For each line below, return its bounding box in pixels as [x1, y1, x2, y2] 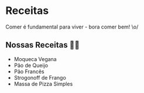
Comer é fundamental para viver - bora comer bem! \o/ [5, 23, 139, 30]
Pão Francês [13, 68, 44, 75]
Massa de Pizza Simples [13, 80, 73, 87]
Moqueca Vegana [13, 55, 57, 62]
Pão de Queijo [13, 62, 48, 69]
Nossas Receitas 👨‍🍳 [5, 40, 80, 50]
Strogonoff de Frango [13, 74, 67, 81]
